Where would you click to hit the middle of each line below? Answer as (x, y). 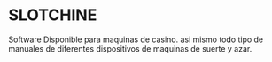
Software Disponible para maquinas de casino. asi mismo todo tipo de (136, 39)
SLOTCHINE (53, 15)
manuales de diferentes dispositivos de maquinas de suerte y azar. (130, 48)
